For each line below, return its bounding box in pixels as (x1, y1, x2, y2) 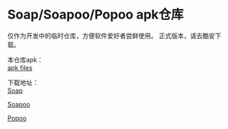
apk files (7, 63, 33, 72)
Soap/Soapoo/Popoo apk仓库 (7, 6, 184, 23)
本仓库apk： (7, 55, 44, 64)
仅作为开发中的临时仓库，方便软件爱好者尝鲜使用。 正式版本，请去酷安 (7, 31, 215, 40)
